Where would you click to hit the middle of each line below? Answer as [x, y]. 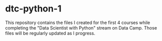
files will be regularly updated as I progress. [50, 33]
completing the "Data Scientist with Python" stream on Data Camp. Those [81, 27]
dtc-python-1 [33, 9]
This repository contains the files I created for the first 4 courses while [78, 22]
